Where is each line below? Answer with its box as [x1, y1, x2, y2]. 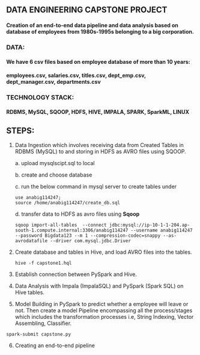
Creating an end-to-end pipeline [14, 342, 95, 349]
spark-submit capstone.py [6, 331, 71, 338]
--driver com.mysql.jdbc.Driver [50, 238, 131, 244]
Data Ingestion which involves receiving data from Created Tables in [14, 142, 184, 149]
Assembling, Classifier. [14, 319, 72, 327]
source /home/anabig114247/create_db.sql [14, 200, 120, 206]
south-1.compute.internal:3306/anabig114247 [14, 227, 129, 234]
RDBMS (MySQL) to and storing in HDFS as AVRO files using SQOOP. [14, 148, 186, 156]
